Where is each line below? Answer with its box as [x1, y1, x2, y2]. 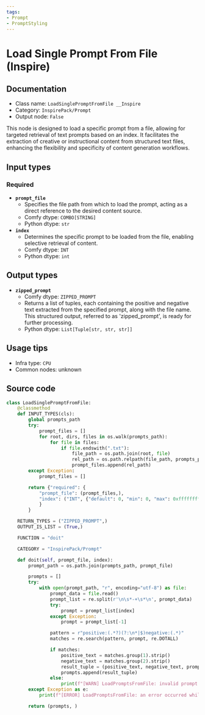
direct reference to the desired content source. [24, 207, 142, 214]
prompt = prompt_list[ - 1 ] [60, 619, 127, 625]
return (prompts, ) [28, 703, 78, 709]
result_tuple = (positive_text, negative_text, [60, 664, 184, 670]
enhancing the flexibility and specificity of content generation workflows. [6, 144, 190, 151]
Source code [6, 383, 56, 394]
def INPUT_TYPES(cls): [17, 411, 75, 417]
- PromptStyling [6, 20, 48, 26]
